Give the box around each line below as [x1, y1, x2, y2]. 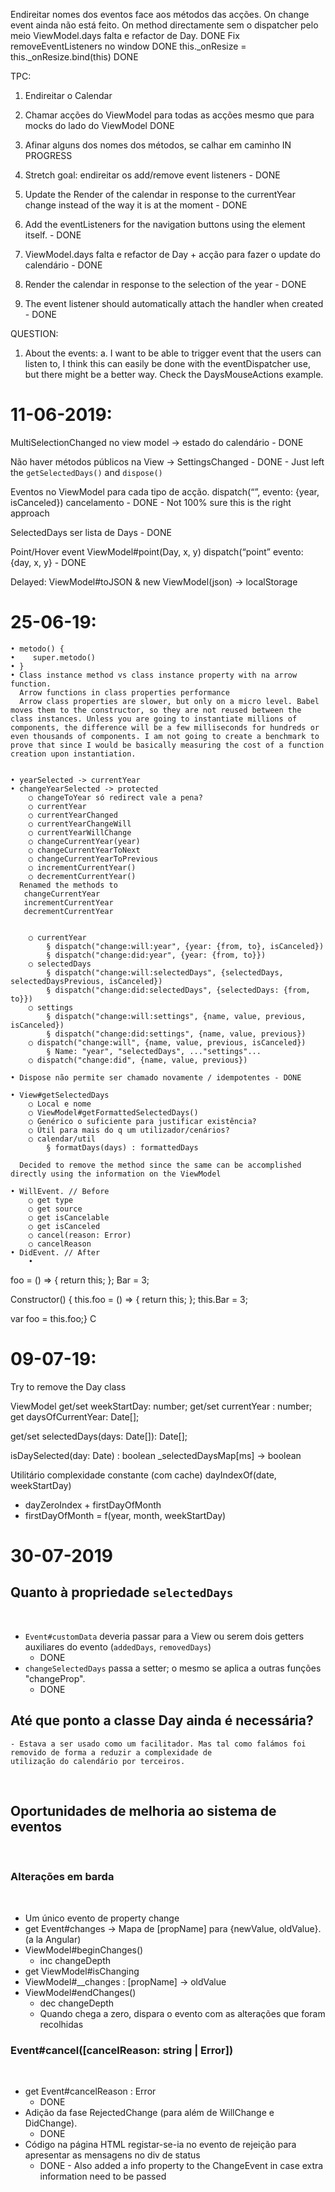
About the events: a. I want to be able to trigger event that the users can [24, 347, 322, 359]
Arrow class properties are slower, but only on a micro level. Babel [19, 696, 320, 706]
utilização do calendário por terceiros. [10, 1756, 186, 1766]
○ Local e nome [28, 1099, 92, 1109]
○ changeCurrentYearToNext [28, 845, 141, 855]
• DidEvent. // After [10, 1247, 101, 1258]
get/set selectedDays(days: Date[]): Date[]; [10, 1430, 188, 1442]
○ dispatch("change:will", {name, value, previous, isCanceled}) [28, 1037, 307, 1048]
